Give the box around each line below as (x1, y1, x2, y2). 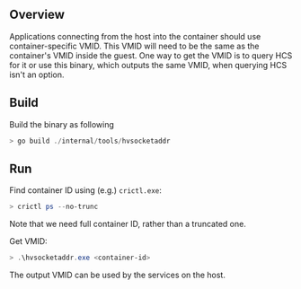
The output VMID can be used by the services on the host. (9, 269, 226, 281)
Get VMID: (9, 236, 48, 247)
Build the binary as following (9, 118, 115, 129)
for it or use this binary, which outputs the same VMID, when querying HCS (9, 59, 288, 70)
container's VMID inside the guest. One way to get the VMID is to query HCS (9, 49, 293, 61)
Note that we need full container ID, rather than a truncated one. (9, 219, 247, 230)
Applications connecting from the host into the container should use (9, 31, 261, 41)
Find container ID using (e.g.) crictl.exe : (9, 185, 162, 196)
